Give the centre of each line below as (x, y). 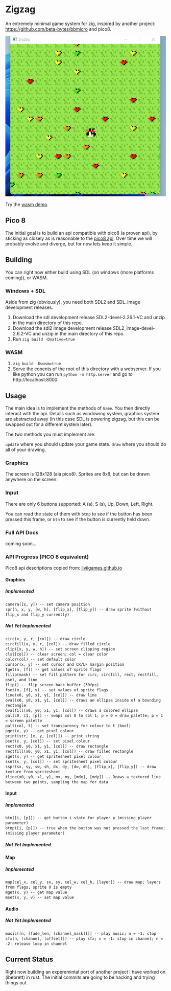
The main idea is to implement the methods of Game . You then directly (78, 408)
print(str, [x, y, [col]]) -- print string (52, 736)
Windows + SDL (26, 291)
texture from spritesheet (33, 772)
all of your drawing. (26, 450)
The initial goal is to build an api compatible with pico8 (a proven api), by (81, 233)
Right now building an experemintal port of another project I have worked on (86, 972)
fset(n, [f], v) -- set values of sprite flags (57, 690)
